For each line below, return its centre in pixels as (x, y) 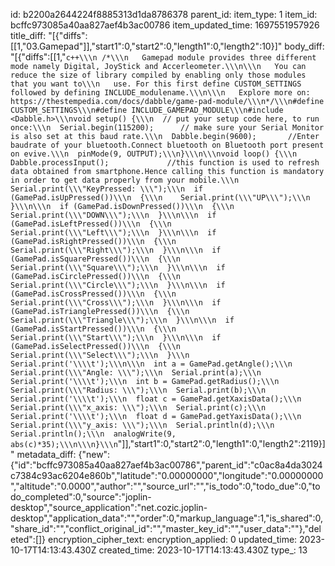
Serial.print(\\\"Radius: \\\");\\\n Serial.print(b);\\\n (138, 390)
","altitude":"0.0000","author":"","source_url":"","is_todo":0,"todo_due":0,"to (165, 486)
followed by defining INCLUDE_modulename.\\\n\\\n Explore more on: (160, 93)
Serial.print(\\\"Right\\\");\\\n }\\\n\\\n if (116, 250)
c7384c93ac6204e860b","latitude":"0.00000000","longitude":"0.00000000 (167, 475)
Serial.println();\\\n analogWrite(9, (93, 434)
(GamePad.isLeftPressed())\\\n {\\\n (91, 224)
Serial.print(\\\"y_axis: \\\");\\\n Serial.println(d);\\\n (142, 425)
